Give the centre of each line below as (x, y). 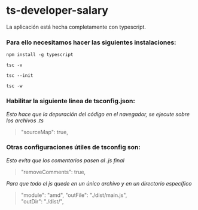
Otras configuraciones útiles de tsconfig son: (73, 147)
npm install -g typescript (40, 55)
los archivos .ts (25, 121)
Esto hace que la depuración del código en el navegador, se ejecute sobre (98, 114)
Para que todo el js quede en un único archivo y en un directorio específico (99, 183)
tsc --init (20, 76)
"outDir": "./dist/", (42, 201)
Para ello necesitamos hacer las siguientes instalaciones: (91, 42)
